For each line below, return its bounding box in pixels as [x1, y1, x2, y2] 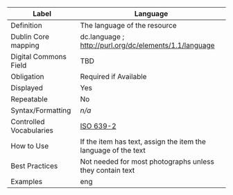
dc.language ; [80, 32, 125, 41]
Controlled [10, 117, 45, 126]
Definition [10, 21, 43, 30]
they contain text [80, 166, 135, 175]
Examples [10, 177, 43, 186]
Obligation [10, 72, 44, 81]
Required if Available [80, 72, 147, 81]
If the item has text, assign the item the [80, 137, 207, 146]
